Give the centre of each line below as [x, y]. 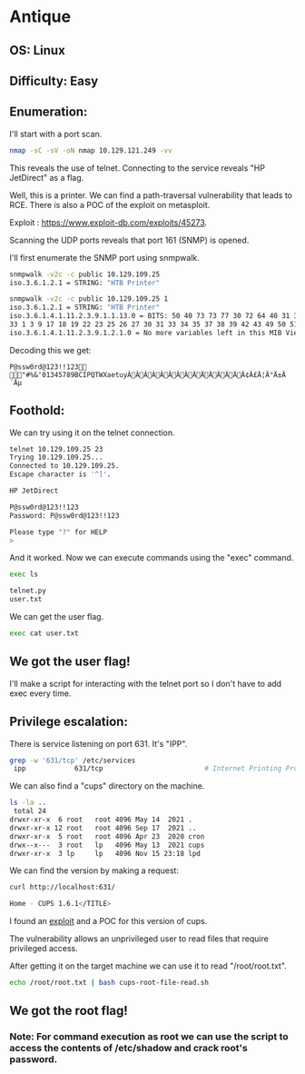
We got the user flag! [70, 662]
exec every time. [40, 693]
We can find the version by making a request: [94, 870]
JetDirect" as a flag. [47, 177]
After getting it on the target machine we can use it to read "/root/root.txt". [148, 966]
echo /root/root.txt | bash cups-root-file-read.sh [109, 983]
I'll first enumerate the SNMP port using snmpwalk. [104, 257]
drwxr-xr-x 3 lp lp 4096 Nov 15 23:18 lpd [105, 853]
